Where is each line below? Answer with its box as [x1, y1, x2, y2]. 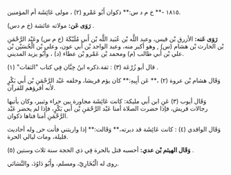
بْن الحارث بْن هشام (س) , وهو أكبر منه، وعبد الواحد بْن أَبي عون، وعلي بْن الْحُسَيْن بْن [7, 42, 224, 50]
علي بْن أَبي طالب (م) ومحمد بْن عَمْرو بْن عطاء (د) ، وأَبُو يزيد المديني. [7, 50, 185, 57]
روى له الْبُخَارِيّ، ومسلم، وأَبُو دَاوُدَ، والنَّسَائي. [7, 159, 119, 167]
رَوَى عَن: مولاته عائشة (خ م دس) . [7, 21, 95, 29]
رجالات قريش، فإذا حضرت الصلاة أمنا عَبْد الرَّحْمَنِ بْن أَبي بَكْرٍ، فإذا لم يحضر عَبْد [7, 104, 208, 112]
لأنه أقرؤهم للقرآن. [7, 84, 55, 91]
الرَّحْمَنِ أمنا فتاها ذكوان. [7, 112, 68, 120]
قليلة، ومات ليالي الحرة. [7, 133, 68, 140]
